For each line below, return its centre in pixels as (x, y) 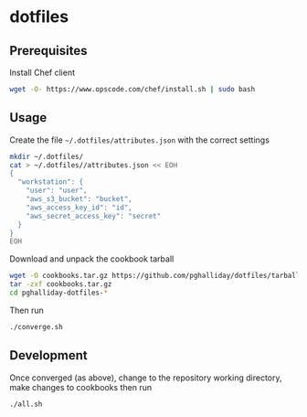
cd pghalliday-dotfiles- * (58, 293)
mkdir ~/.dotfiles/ (47, 156)
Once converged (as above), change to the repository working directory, (146, 378)
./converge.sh (37, 326)
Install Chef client (42, 72)
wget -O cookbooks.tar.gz (58, 276)
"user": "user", (57, 191)
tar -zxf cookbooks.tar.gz (61, 284)
